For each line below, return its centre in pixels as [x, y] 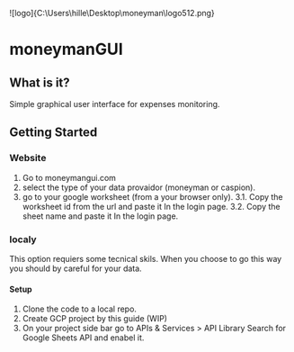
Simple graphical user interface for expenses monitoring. [115, 104]
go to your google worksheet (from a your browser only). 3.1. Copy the [152, 196]
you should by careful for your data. [76, 268]
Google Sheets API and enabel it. [83, 338]
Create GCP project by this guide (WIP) [95, 319]
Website [28, 158]
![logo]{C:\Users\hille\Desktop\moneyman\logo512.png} [112, 13]
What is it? [40, 82]
